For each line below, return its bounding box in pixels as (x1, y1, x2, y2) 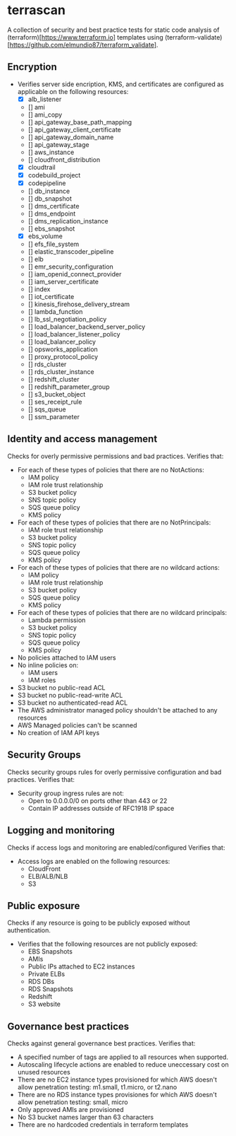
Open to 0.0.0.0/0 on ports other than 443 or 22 (27, 796, 168, 804)
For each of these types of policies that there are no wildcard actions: (17, 563, 220, 571)
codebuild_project (27, 170, 81, 179)
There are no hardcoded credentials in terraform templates (17, 1120, 189, 1129)
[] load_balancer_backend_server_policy (27, 322, 146, 331)
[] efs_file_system (27, 240, 80, 249)
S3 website (27, 1000, 61, 1009)
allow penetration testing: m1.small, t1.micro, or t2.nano (17, 1083, 178, 1091)
